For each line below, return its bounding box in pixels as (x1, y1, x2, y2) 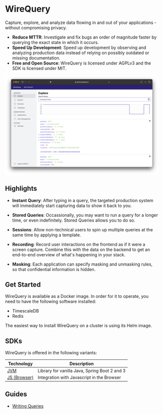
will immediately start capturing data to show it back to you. (12, 203, 132, 208)
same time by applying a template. (12, 232, 81, 238)
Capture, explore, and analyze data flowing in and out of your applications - (5, 20, 157, 25)
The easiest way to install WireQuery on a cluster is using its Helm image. (5, 323, 152, 329)
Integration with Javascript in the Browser (37, 374, 121, 380)
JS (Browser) (7, 374, 34, 380)
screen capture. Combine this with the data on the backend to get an (12, 247, 150, 252)
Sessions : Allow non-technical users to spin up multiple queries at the (12, 227, 153, 232)
